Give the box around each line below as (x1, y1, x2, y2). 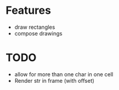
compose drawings (14, 29, 63, 37)
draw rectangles (14, 23, 56, 31)
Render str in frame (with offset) (14, 77, 95, 84)
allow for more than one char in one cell (14, 70, 114, 78)
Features (5, 4, 51, 17)
